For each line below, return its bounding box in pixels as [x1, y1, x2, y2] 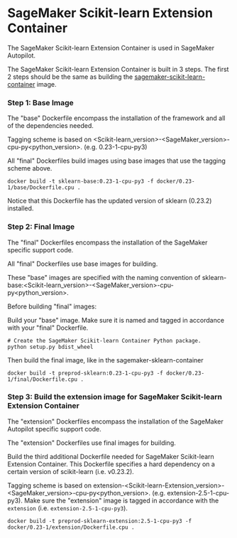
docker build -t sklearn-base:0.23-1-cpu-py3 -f [7, 178, 154, 185]
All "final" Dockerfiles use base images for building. [7, 259, 158, 268]
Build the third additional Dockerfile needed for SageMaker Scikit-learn [7, 452, 214, 461]
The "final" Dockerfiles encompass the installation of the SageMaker [7, 238, 208, 247]
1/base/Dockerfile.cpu [7, 184, 75, 191]
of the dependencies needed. [7, 122, 94, 130]
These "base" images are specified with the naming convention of [7, 273, 201, 281]
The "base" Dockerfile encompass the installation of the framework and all [7, 114, 226, 122]
